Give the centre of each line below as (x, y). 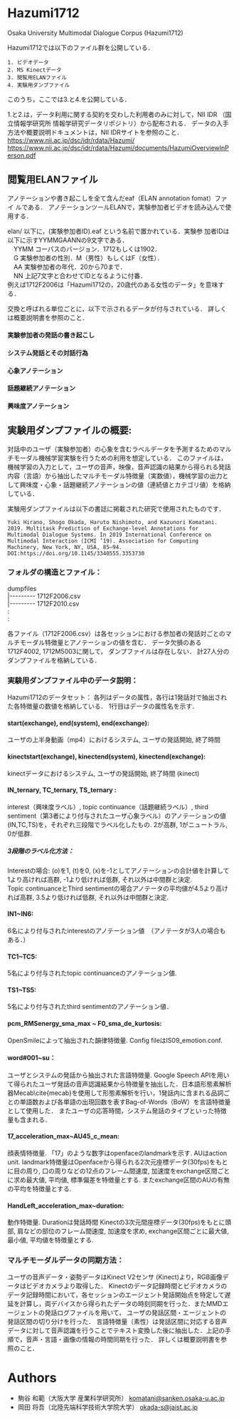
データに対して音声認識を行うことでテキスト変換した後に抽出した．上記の (116, 1330)
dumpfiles (22, 588)
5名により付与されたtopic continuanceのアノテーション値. (92, 973)
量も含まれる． (29, 1119)
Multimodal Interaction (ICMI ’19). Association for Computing (103, 541)
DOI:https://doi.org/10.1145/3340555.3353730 (76, 553)
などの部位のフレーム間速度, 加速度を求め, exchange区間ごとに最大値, (126, 1231)
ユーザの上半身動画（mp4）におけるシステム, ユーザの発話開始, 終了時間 (114, 740)
